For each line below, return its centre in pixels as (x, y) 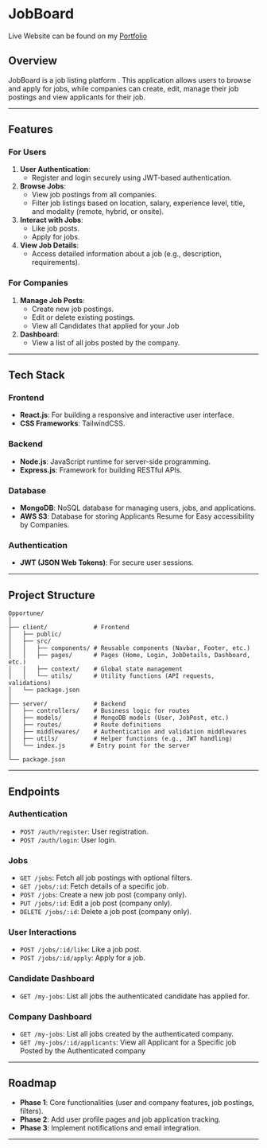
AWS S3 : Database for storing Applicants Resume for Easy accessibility (137, 516)
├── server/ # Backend (67, 704)
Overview (33, 61)
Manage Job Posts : (52, 300)
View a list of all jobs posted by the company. (106, 342)
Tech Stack (37, 375)
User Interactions (43, 932)
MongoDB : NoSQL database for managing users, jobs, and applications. (138, 508)
